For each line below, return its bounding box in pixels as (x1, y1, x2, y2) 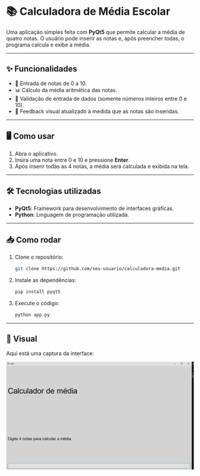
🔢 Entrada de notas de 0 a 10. (14, 80, 87, 87)
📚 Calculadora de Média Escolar (6, 5, 171, 18)
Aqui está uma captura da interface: (6, 349, 94, 357)
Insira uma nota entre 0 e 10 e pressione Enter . (14, 156, 130, 164)
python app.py (14, 312, 50, 318)
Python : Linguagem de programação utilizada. (14, 211, 129, 218)
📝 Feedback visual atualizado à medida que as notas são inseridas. (14, 108, 180, 115)
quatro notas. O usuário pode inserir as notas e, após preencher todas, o (6, 35, 185, 42)
